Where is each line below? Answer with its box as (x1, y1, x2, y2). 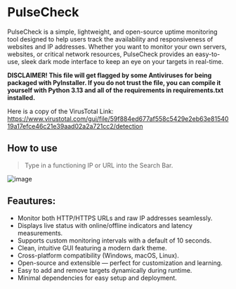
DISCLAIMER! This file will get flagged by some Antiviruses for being (7, 71, 212, 79)
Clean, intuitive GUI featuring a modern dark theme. (17, 243, 167, 252)
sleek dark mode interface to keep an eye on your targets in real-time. (20, 57, 223, 65)
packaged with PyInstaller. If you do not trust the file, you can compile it (7, 78, 221, 86)
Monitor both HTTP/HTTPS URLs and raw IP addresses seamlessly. (17, 214, 213, 222)
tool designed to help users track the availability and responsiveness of (7, 34, 214, 43)
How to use (7, 142, 58, 155)
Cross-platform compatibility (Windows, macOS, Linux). (17, 251, 179, 259)
